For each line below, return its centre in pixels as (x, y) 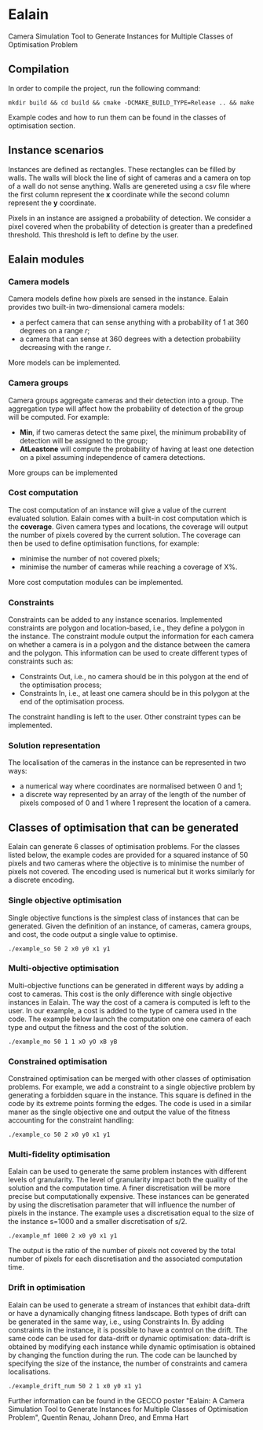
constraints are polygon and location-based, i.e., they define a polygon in (127, 628)
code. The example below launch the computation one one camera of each (130, 1019)
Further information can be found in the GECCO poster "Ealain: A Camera (126, 1400)
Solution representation (54, 746)
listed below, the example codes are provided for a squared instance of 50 (128, 855)
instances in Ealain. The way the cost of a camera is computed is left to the (130, 1002)
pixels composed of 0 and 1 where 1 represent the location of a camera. (135, 803)
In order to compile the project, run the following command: (104, 88)
